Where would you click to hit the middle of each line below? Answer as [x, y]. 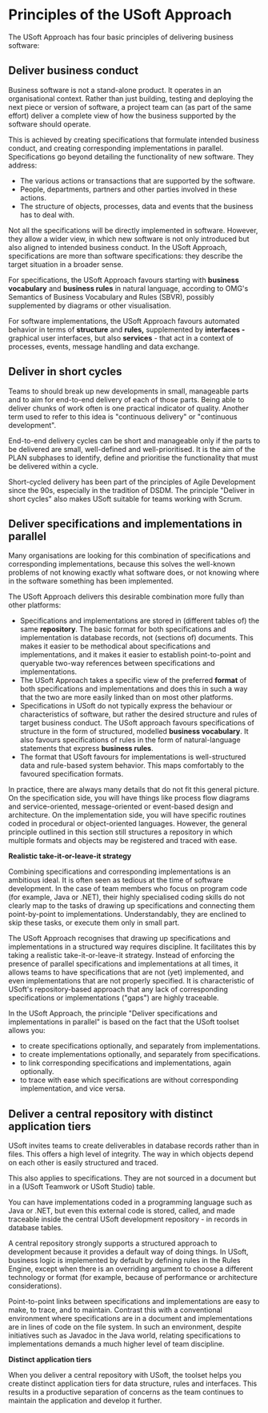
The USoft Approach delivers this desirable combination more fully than [126, 597]
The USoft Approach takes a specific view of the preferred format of [133, 680]
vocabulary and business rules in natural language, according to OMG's [128, 288]
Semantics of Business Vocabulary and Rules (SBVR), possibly [111, 297]
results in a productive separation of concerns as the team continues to [126, 1392]
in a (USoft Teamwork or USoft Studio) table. [82, 1187]
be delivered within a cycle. [53, 466]
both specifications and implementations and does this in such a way [134, 689]
